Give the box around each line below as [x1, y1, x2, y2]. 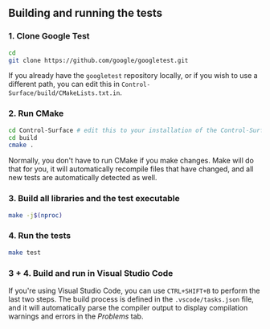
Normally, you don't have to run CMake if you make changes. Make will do [8, 156, 255, 166]
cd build [8, 134, 38, 142]
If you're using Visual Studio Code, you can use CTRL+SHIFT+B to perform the [8, 286, 260, 295]
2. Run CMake [8, 108, 64, 119]
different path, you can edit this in [8, 80, 121, 89]
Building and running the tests [8, 6, 163, 20]
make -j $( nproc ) [8, 211, 63, 220]
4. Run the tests [8, 230, 71, 241]
